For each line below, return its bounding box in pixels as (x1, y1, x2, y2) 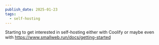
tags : (5, 12, 16, 16)
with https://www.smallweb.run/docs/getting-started (5, 34, 111, 40)
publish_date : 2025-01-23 (5, 7, 58, 12)
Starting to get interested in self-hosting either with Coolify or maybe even (5, 30, 155, 35)
